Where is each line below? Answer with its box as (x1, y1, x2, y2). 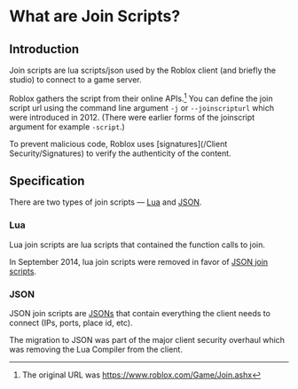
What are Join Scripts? (9, 6, 181, 27)
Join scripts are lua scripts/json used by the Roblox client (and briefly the (9, 65, 277, 75)
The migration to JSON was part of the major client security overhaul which (9, 335, 286, 346)
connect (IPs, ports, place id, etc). (9, 317, 133, 329)
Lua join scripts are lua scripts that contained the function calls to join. (9, 239, 266, 250)
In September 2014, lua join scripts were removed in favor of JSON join (9, 256, 269, 267)
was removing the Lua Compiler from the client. (9, 344, 184, 355)
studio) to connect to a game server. (9, 74, 142, 85)
